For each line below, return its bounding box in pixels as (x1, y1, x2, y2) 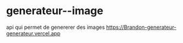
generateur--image (6, 4, 104, 18)
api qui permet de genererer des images (6, 24, 106, 31)
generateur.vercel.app (6, 29, 61, 37)
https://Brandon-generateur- (106, 24, 177, 31)
